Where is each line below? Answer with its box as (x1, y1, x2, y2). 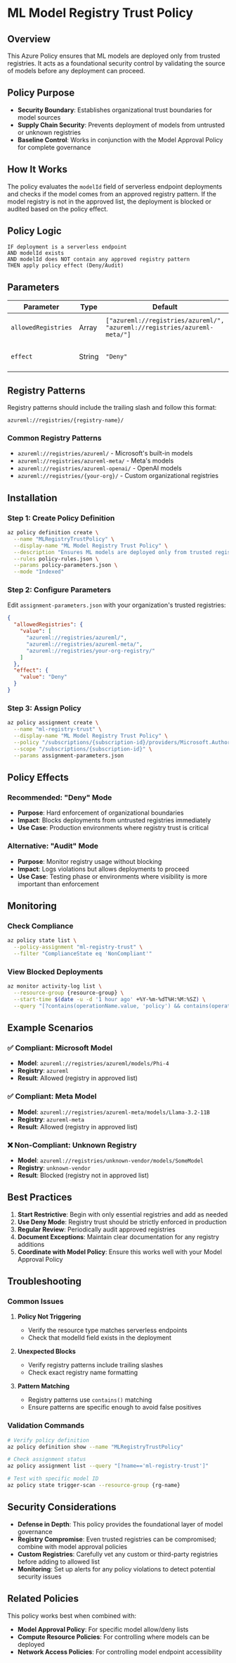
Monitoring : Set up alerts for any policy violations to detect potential (17, 1564, 216, 1573)
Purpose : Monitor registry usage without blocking (17, 857, 162, 865)
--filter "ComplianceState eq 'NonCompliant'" (13, 950, 152, 957)
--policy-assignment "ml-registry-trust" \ (13, 943, 143, 951)
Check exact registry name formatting (27, 1368, 138, 1377)
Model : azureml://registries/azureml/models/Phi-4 (17, 1059, 169, 1067)
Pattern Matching (17, 1382, 70, 1391)
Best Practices (7, 1191, 72, 1203)
